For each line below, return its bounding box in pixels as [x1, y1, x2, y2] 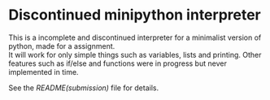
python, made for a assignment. [8, 41, 115, 50]
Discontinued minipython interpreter [8, 6, 262, 24]
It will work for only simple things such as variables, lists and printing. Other [8, 50, 262, 59]
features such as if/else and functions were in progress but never [8, 59, 228, 68]
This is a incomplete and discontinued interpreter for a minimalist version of [8, 33, 262, 42]
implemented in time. [8, 67, 79, 76]
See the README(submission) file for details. [8, 83, 159, 93]
